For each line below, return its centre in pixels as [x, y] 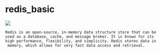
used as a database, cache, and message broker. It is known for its [80, 36]
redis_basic [30, 9]
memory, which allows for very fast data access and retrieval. [76, 45]
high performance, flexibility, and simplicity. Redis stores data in [81, 41]
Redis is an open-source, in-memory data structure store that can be [81, 32]
